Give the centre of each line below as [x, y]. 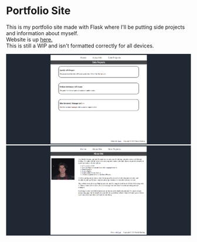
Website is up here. [29, 39]
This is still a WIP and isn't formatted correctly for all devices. [80, 46]
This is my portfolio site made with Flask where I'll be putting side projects [96, 27]
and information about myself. [42, 33]
